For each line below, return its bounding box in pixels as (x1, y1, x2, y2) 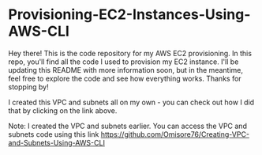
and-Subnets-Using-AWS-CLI (8, 138, 105, 147)
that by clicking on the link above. (8, 105, 118, 115)
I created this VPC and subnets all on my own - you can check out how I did (8, 97, 255, 107)
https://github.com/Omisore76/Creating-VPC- (100, 129, 250, 139)
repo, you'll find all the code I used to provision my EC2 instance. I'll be (8, 57, 239, 66)
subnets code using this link (8, 129, 99, 139)
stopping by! (8, 81, 49, 92)
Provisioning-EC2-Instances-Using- (8, 6, 251, 24)
